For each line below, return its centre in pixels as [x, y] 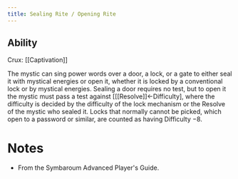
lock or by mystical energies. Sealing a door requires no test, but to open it [117, 89]
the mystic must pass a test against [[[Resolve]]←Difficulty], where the [111, 96]
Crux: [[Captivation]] [37, 60]
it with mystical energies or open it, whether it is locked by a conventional [115, 81]
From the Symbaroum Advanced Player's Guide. [88, 168]
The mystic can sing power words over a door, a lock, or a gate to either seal [120, 74]
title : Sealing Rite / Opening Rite [62, 14]
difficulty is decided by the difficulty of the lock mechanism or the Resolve [117, 104]
